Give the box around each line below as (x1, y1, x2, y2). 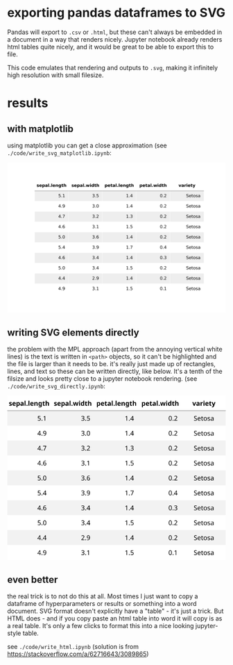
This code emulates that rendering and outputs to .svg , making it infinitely (7, 63, 218, 72)
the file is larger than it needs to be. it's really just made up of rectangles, (7, 360, 216, 368)
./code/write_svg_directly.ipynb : (7, 382, 105, 391)
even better (7, 573, 58, 585)
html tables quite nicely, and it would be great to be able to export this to (7, 42, 214, 51)
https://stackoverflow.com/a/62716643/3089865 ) (7, 650, 149, 658)
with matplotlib (7, 123, 74, 135)
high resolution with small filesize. (7, 71, 104, 79)
